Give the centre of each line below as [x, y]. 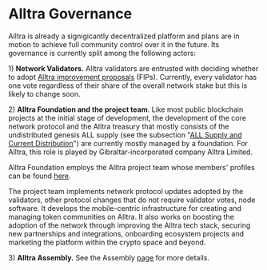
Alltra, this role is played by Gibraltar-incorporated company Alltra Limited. [131, 152]
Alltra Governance [70, 14]
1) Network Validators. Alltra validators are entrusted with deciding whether [133, 68]
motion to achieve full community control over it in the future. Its [114, 44]
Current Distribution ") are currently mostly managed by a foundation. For [128, 143]
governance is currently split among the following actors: [102, 53]
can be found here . [40, 176]
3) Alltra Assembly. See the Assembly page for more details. [109, 257]
